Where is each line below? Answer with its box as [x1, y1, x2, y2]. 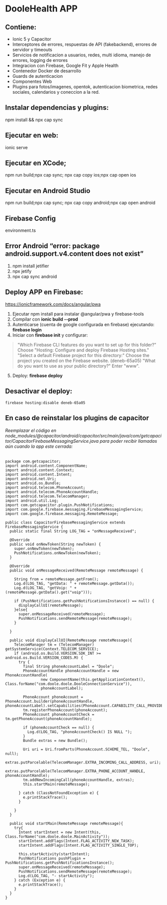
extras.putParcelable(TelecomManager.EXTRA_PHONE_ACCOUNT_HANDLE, [5, 769, 146, 774]
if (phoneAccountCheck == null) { [23, 725, 94, 730]
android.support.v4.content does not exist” [5, 250, 144, 258]
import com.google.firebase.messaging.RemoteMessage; [5, 512, 119, 517]
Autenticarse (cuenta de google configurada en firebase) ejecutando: [12, 321, 155, 327]
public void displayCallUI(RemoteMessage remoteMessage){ [9, 638, 133, 643]
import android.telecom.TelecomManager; [5, 494, 90, 499]
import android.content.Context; [5, 468, 75, 473]
